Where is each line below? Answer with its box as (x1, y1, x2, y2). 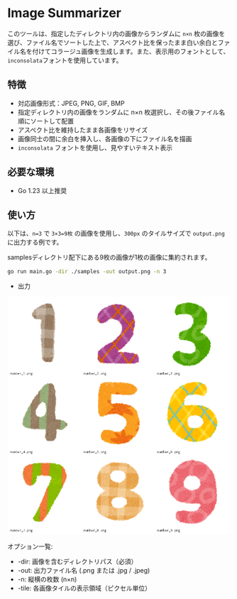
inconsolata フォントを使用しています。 (7, 55, 123, 65)
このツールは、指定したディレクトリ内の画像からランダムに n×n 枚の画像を (7, 29, 226, 38)
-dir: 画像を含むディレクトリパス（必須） (17, 557, 138, 566)
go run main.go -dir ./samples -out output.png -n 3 (7, 268, 167, 275)
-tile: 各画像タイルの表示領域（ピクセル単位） (17, 584, 151, 593)
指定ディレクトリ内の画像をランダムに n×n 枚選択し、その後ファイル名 (17, 108, 226, 116)
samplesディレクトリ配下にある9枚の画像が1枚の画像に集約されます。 (7, 253, 211, 262)
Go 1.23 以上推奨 (17, 186, 67, 194)
